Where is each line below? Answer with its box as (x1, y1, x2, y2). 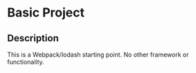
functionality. (7, 58, 45, 66)
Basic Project (7, 5, 85, 21)
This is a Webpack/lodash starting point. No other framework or (7, 50, 189, 59)
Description (7, 32, 59, 44)
